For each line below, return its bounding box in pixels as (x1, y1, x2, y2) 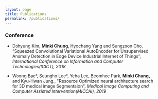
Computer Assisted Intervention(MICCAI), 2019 (12, 88, 106, 94)
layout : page (5, 7, 32, 12)
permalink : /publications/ (5, 16, 60, 21)
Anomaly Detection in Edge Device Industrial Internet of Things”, (12, 53, 141, 59)
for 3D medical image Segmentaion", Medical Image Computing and (12, 83, 149, 89)
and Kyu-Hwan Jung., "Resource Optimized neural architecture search (12, 78, 154, 84)
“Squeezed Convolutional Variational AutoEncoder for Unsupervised (12, 48, 149, 54)
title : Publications (5, 12, 47, 16)
